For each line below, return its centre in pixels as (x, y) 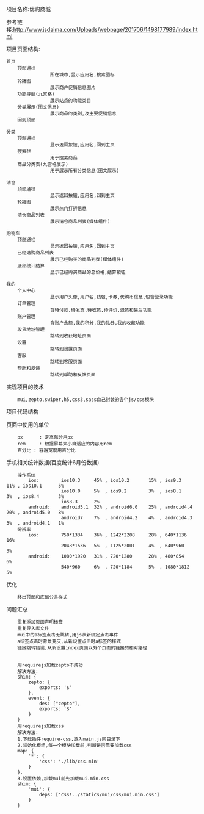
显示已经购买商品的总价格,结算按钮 (88, 272)
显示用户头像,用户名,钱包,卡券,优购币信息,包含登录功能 (111, 297)
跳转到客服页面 (66, 362)
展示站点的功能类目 (71, 101)
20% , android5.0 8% (35, 513)
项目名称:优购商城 (29, 9)
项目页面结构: (24, 49)
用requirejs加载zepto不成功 (50, 665)
